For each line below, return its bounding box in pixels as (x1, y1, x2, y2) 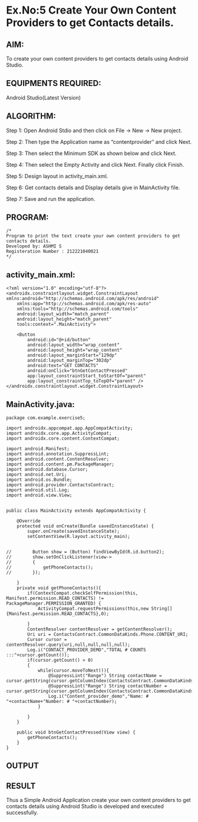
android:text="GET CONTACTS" (27, 363, 99, 369)
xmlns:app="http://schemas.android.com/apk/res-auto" (16, 301, 151, 307)
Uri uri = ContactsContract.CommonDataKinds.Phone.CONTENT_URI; (27, 632, 189, 638)
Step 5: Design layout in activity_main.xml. (6, 172, 108, 180)
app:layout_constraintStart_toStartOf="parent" (27, 373, 146, 379)
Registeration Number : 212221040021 (6, 249, 99, 255)
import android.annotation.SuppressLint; (6, 451, 110, 457)
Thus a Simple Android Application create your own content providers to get (6, 797, 191, 804)
